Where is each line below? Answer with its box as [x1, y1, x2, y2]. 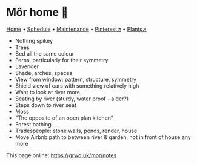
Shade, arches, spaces [15, 69, 73, 76]
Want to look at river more [15, 88, 81, 95]
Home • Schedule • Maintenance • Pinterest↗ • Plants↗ [6, 25, 147, 33]
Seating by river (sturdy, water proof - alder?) [15, 95, 129, 102]
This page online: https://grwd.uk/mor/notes [6, 151, 117, 159]
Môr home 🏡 [6, 5, 68, 19]
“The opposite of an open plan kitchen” [15, 114, 113, 121]
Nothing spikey [15, 37, 53, 44]
